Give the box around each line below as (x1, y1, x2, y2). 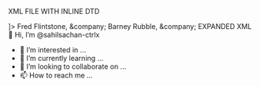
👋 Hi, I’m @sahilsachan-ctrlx (8, 30, 100, 39)
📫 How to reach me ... (19, 70, 93, 80)
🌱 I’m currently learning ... (19, 54, 104, 63)
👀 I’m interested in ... (19, 45, 87, 54)
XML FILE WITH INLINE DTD (8, 7, 100, 16)
